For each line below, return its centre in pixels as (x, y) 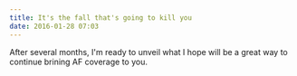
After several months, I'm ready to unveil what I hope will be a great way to (148, 52)
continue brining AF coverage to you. (78, 62)
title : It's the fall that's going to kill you (101, 18)
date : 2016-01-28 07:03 (54, 26)
